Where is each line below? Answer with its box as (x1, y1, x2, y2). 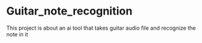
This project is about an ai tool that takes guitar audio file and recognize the (6, 24, 197, 31)
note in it (6, 30, 29, 38)
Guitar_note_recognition (6, 4, 133, 18)
